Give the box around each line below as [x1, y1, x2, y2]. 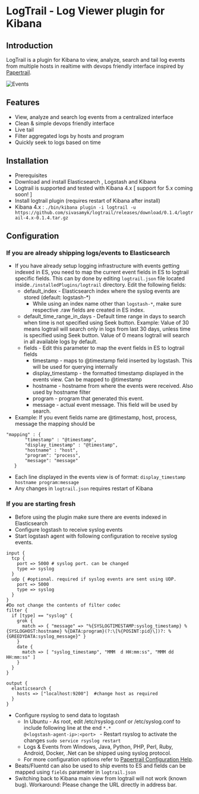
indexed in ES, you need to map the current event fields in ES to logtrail [14, 269, 189, 276]
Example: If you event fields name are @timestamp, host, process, [14, 414, 177, 421]
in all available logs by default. [23, 338, 98, 346]
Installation [6, 156, 49, 166]
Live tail [14, 126, 34, 133]
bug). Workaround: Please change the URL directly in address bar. [14, 781, 177, 788]
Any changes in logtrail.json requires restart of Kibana [14, 485, 153, 492]
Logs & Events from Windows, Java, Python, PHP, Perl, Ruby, [23, 743, 173, 750]
